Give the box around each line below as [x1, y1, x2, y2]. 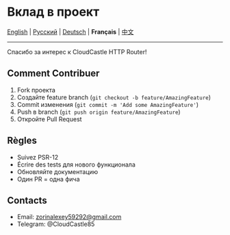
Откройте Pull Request [16, 114, 82, 123]
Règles [7, 135, 38, 147]
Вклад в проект [7, 4, 100, 20]
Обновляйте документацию [16, 167, 99, 175]
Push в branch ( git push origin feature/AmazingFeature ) [16, 108, 181, 116]
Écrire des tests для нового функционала [16, 160, 136, 169]
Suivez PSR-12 [16, 153, 59, 161]
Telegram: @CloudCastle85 [16, 220, 95, 228]
